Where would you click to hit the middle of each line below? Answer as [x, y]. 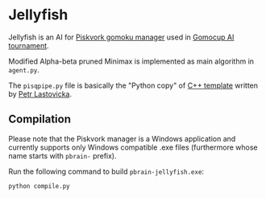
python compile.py [39, 186]
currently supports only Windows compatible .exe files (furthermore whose [133, 147]
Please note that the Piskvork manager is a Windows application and [122, 138]
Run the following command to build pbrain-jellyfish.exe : [106, 171]
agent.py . [24, 69]
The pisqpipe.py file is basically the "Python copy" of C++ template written [133, 85]
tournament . [29, 45]
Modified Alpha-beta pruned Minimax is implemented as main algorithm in [131, 61]
